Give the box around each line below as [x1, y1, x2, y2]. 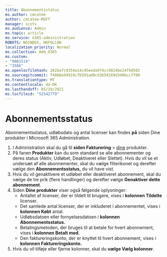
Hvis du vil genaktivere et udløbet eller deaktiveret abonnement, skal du [12, 171, 161, 177]
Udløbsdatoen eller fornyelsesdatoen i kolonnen [20, 214, 120, 220]
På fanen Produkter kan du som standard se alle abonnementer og [12, 150, 151, 156]
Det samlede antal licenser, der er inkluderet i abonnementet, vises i [20, 203, 160, 209]
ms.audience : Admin [5, 26, 46, 31]
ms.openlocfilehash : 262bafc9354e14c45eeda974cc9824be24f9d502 [5, 68, 140, 73]
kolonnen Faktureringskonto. [20, 240, 82, 246]
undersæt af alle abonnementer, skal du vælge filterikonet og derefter [12, 161, 156, 167]
